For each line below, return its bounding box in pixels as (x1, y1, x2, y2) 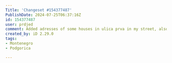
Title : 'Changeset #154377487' (5, 7, 72, 13)
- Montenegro (5, 41, 33, 46)
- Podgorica (5, 46, 31, 51)
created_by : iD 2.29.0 (5, 31, 54, 36)
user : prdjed (5, 22, 33, 27)
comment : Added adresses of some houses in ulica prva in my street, (5, 27, 157, 32)
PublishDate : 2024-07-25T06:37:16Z (5, 12, 81, 17)
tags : (5, 36, 17, 41)
